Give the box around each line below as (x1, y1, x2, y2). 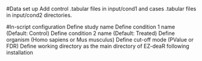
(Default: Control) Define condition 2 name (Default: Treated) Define (6, 30, 175, 37)
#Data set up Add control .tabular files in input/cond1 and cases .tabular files (6, 5, 197, 12)
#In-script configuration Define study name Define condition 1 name (6, 24, 175, 30)
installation (6, 49, 33, 56)
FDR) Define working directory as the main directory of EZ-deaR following (6, 42, 190, 50)
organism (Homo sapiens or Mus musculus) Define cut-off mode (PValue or (6, 36, 194, 43)
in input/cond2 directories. (6, 11, 72, 19)
